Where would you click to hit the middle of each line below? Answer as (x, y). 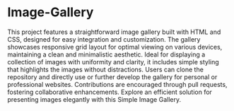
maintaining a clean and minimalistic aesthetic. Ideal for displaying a (106, 54)
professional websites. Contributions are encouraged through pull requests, (117, 84)
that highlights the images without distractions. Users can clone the (105, 69)
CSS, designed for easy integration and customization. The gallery (104, 39)
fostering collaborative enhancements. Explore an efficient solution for (110, 92)
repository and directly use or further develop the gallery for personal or (112, 77)
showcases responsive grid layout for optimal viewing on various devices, (115, 47)
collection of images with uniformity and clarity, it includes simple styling (113, 62)
